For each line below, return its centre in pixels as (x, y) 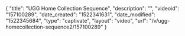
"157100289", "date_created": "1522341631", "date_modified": (81, 15)
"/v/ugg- (160, 21)
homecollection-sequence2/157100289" (54, 27)
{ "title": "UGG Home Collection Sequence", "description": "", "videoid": (92, 8)
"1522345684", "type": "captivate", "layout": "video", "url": (77, 21)
